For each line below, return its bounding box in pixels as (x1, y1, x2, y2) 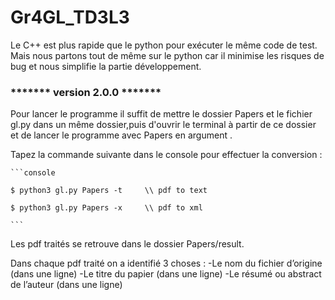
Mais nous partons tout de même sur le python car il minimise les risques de (10, 49, 325, 61)
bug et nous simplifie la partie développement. (10, 60, 202, 72)
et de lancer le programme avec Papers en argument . (10, 129, 233, 141)
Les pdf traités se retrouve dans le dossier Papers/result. (10, 238, 245, 250)
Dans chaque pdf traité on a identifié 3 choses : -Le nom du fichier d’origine (10, 257, 323, 270)
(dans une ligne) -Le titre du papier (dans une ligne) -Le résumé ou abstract (10, 268, 322, 280)
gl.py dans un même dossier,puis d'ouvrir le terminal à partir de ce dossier (10, 119, 317, 131)
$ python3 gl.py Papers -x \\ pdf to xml (10, 203, 203, 213)
